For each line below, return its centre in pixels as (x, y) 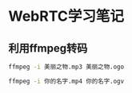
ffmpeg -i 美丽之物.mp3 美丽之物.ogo (66, 67)
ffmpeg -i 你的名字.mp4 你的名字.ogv (66, 81)
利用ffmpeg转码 (48, 48)
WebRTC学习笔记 (66, 16)
